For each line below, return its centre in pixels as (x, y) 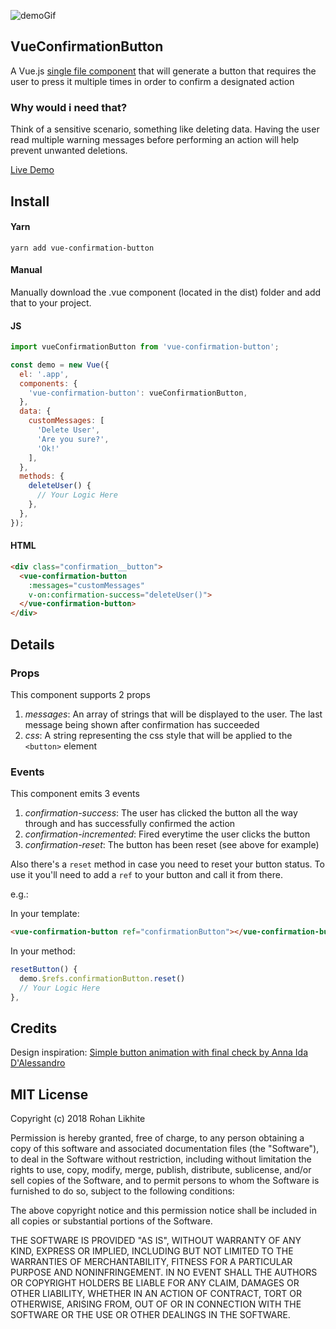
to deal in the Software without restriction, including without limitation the (161, 1159)
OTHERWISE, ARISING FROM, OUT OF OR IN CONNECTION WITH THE (156, 1304)
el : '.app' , (44, 374)
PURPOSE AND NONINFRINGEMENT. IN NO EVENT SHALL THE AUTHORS (164, 1272)
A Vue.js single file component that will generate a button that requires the (163, 71)
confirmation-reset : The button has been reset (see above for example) (172, 845)
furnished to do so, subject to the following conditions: (122, 1191)
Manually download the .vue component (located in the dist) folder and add (166, 292)
